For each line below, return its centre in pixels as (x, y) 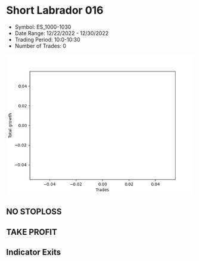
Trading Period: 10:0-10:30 (47, 39)
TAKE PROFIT (32, 232)
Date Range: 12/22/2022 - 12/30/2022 (62, 33)
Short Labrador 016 (55, 10)
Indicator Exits (34, 252)
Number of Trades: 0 (41, 46)
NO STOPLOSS (34, 212)
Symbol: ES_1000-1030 (43, 27)
